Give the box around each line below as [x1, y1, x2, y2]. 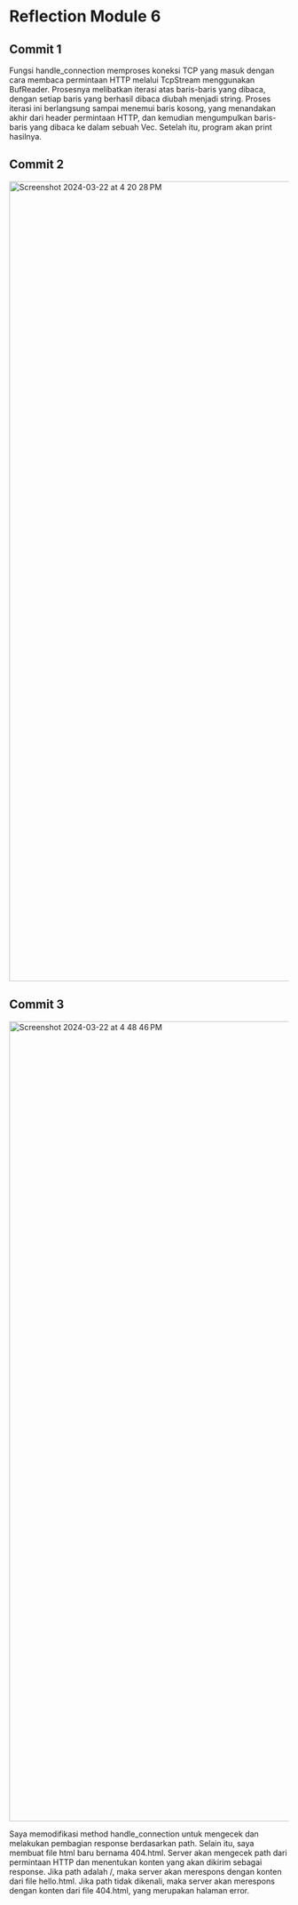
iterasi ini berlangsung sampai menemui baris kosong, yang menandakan [9, 103, 277, 113]
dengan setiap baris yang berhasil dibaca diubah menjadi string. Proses [9, 93, 271, 104]
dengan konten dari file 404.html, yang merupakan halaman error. [9, 1885, 250, 1895]
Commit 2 [9, 157, 65, 172]
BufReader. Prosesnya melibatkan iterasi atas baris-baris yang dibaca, [9, 84, 266, 94]
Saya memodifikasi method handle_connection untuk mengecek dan [9, 1829, 259, 1839]
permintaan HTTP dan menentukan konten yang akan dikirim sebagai [9, 1856, 263, 1868]
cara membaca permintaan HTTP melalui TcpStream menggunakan [9, 75, 255, 85]
